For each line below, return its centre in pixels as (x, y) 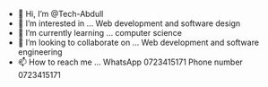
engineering (40, 52)
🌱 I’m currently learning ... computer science (99, 33)
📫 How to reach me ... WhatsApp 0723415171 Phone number (130, 62)
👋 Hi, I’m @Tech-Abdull (61, 14)
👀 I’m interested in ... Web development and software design (129, 23)
